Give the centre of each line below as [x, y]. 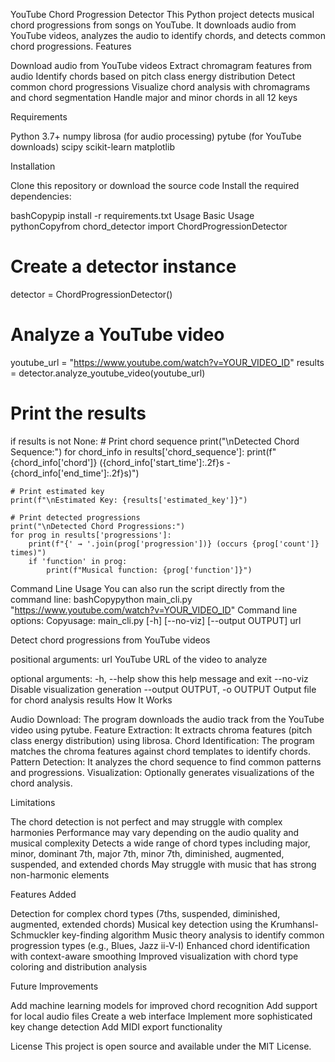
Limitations [33, 802]
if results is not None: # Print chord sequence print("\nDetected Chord [155, 441]
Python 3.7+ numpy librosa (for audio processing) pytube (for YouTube [156, 136]
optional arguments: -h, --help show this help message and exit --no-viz [159, 678]
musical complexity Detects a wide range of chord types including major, [160, 843]
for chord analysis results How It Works [91, 700]
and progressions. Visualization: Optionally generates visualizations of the [162, 772]
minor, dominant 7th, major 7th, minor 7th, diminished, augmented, [147, 853]
